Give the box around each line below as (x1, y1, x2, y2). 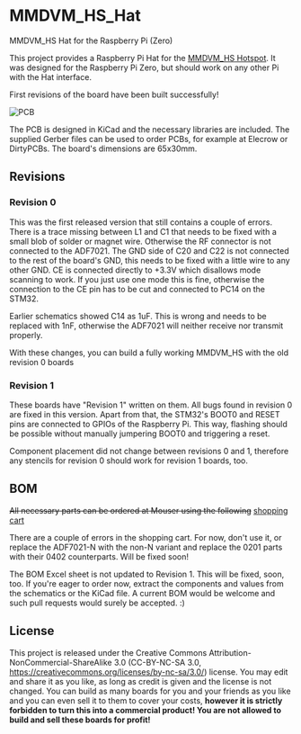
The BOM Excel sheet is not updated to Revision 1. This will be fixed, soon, (9, 568, 285, 579)
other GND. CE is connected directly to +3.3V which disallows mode (9, 264, 261, 275)
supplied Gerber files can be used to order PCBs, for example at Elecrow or (9, 133, 288, 144)
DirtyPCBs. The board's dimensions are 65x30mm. (9, 143, 198, 154)
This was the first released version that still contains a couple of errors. (9, 217, 272, 228)
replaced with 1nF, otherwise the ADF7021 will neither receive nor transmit (9, 320, 284, 331)
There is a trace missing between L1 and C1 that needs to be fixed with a (9, 226, 277, 237)
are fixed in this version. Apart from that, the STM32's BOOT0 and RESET (9, 408, 280, 419)
